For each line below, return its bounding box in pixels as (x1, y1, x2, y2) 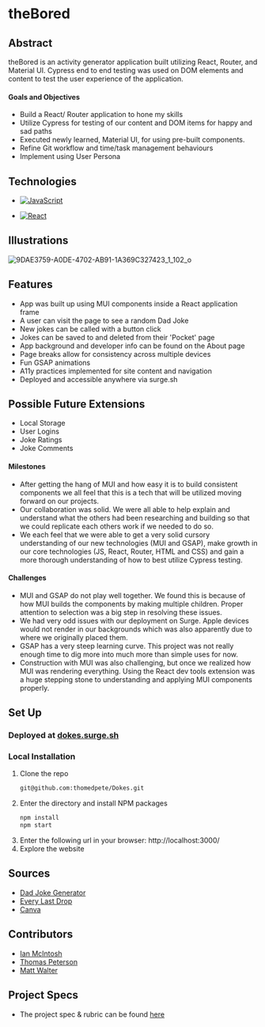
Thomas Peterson (19, 957, 78, 966)
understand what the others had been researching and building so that (19, 513, 251, 522)
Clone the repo (19, 769, 69, 779)
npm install (19, 814, 59, 822)
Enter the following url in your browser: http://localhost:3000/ (19, 836, 220, 845)
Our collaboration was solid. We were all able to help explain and (19, 504, 231, 514)
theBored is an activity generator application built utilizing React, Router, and (8, 57, 258, 66)
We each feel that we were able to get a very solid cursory (19, 529, 210, 539)
